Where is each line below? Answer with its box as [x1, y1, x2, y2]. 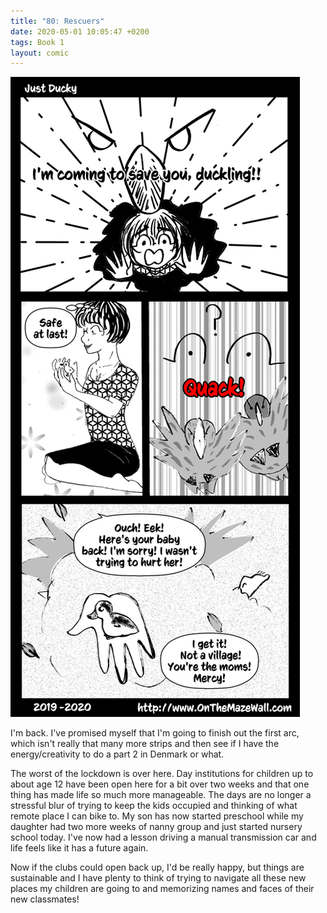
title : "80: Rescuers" [10, 16, 105, 26]
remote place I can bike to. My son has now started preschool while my [10, 810, 304, 822]
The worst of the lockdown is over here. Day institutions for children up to [10, 768, 314, 780]
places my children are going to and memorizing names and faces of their [10, 883, 315, 895]
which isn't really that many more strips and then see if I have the [10, 738, 280, 750]
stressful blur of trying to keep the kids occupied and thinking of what [10, 800, 298, 812]
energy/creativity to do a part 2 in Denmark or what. [10, 748, 225, 760]
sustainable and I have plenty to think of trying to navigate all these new [10, 872, 307, 884]
